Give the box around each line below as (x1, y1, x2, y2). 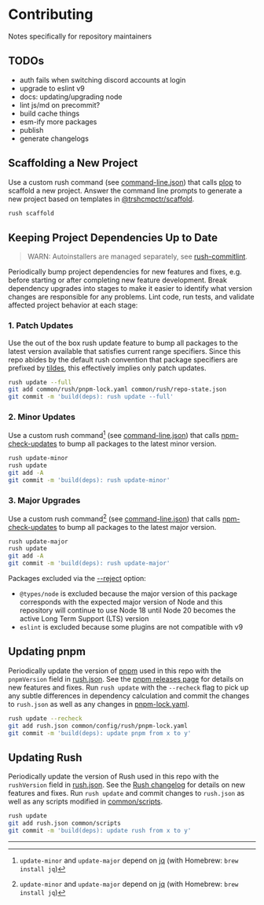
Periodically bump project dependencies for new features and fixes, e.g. (8, 267, 242, 277)
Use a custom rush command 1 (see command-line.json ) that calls (8, 429, 220, 440)
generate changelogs (19, 134, 89, 143)
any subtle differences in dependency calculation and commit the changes (8, 690, 250, 701)
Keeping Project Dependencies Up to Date (8, 230, 218, 245)
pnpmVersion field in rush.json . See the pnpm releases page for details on (8, 674, 244, 683)
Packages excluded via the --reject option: (8, 574, 147, 583)
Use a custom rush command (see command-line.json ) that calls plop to (8, 177, 242, 186)
